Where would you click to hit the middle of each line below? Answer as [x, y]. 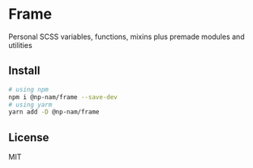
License [29, 138]
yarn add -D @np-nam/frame [54, 112]
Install [24, 71]
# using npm [28, 89]
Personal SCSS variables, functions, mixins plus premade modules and [126, 37]
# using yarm [30, 105]
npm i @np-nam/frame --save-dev [63, 97]
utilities [20, 45]
